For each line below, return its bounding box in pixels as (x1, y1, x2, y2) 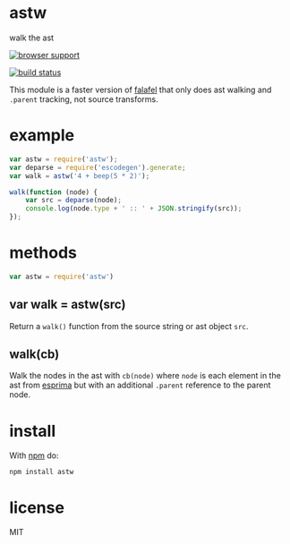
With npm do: (9, 450, 60, 461)
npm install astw (9, 468, 74, 477)
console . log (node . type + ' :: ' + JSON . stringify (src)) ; (25, 204, 243, 213)
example (9, 125, 75, 146)
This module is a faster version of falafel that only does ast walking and (9, 84, 272, 95)
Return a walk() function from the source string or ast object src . (9, 320, 249, 331)
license (9, 497, 65, 517)
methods (9, 242, 78, 263)
